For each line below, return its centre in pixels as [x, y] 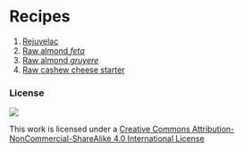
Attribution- [213, 129]
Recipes [40, 17]
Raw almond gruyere [60, 60]
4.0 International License [159, 139]
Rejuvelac [40, 41]
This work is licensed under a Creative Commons [100, 129]
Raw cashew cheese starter [73, 70]
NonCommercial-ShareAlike [60, 139]
